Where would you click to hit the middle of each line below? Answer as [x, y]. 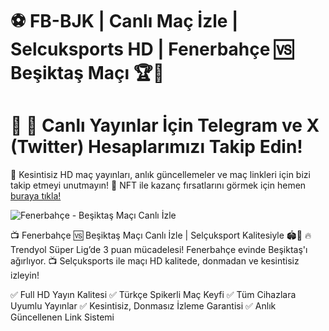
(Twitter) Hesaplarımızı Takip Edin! [156, 147]
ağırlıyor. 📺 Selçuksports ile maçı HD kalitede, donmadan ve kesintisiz [155, 261]
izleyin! [25, 275]
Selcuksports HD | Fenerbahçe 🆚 [152, 49]
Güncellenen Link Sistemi [62, 317]
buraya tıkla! [36, 196]
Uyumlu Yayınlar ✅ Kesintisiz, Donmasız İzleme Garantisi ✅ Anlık [143, 306]
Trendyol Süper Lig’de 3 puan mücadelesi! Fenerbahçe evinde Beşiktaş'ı [159, 250]
